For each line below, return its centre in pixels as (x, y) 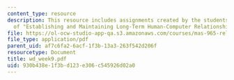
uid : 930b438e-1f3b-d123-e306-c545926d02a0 (71, 65)
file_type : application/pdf (48, 40)
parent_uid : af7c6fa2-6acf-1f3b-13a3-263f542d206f (82, 46)
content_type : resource (42, 14)
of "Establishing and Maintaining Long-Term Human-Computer (102, 26)
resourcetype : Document (42, 53)
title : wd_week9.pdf (37, 59)
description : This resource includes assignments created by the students (118, 20)
